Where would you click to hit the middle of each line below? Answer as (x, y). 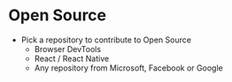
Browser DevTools (68, 48)
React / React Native (72, 58)
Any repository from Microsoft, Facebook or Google (128, 68)
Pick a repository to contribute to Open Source (106, 40)
